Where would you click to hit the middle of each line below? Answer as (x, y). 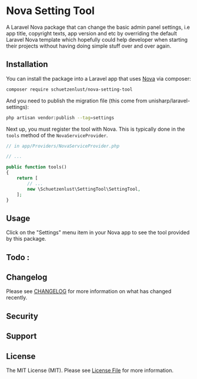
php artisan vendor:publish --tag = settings (60, 118)
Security (22, 316)
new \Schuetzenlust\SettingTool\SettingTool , (84, 189)
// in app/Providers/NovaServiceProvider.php (63, 146)
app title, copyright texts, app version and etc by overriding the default (92, 33)
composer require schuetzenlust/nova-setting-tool (69, 89)
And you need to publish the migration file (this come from (77, 101)
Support (21, 336)
